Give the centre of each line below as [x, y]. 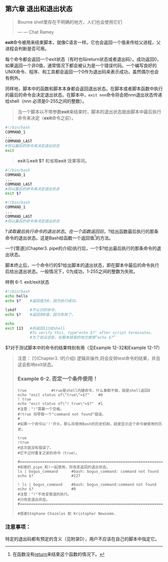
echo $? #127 [49, 476]
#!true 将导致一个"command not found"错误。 [61, 414]
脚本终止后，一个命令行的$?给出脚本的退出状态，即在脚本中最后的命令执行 [82, 265]
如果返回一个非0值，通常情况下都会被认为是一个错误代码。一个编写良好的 [81, 65]
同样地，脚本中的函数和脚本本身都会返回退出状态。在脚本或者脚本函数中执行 [84, 88]
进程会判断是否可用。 [27, 48]
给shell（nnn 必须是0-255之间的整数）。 [46, 101]
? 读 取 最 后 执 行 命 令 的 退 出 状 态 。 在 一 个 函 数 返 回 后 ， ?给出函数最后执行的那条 [82, 231]
